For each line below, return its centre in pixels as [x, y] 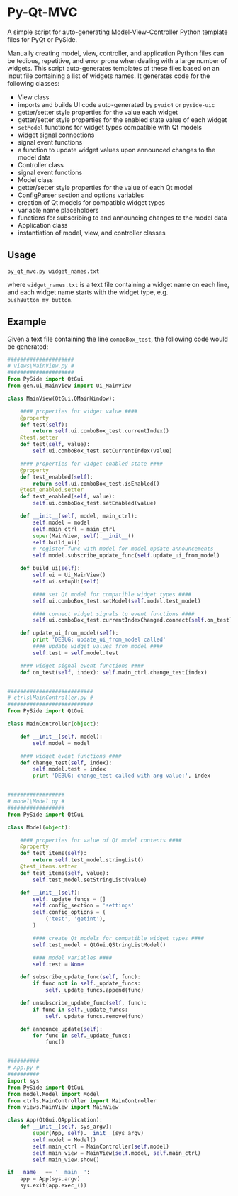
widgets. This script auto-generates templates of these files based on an [113, 68]
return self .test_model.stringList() [88, 860]
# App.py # [23, 1068]
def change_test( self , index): [66, 763]
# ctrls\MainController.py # [50, 698]
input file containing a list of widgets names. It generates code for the [109, 76]
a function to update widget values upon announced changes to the [117, 150]
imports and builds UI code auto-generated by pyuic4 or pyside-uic [116, 104]
